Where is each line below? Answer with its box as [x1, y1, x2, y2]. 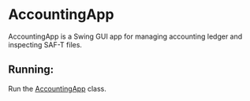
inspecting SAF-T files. [8, 39, 83, 49]
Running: [8, 63, 54, 77]
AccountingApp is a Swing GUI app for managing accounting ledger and [8, 32, 243, 41]
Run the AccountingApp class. [8, 84, 106, 93]
